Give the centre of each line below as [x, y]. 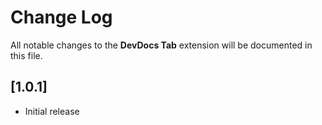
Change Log [61, 17]
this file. [26, 55]
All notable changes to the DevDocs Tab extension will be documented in [161, 45]
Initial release [52, 111]
